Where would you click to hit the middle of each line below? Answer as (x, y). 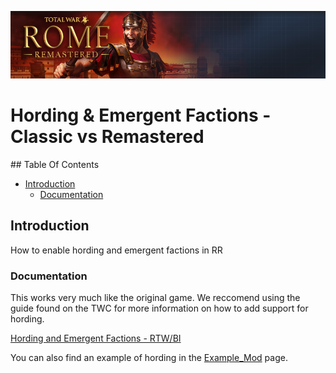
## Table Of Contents (55, 164)
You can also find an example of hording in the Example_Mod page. (149, 357)
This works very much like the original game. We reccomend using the (155, 297)
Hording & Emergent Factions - (141, 115)
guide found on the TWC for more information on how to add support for (159, 308)
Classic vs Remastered (107, 137)
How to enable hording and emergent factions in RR (116, 250)
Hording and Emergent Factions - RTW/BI (96, 338)
